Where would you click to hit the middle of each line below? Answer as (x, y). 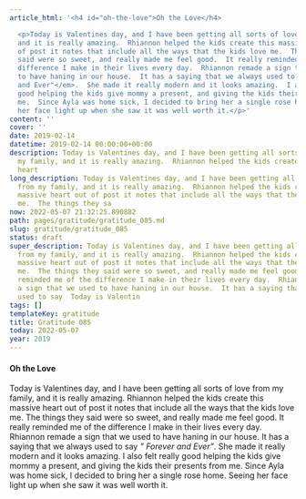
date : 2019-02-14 (42, 136)
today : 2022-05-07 (44, 331)
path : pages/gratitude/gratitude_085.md (87, 220)
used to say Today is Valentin (79, 297)
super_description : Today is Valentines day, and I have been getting (146, 246)
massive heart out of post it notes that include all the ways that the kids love (152, 408)
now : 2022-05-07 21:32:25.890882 (73, 212)
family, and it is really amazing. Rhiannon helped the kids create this (137, 398)
